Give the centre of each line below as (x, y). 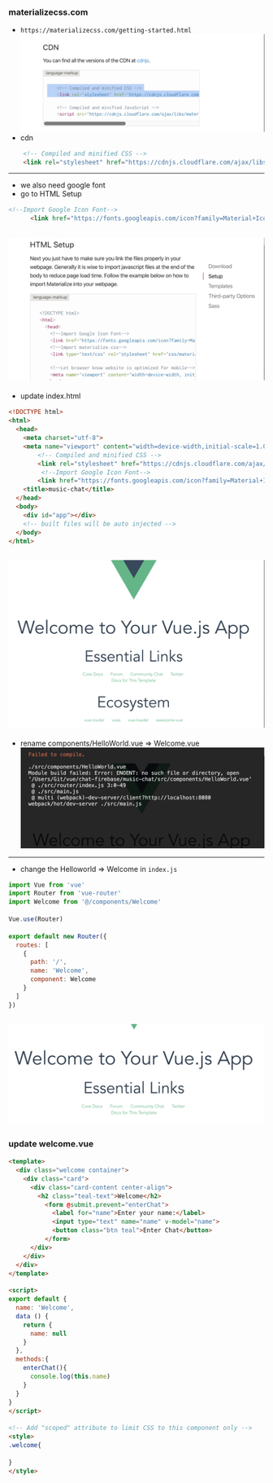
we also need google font (63, 185)
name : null (48, 1333)
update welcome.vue (51, 1143)
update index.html (50, 396)
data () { (32, 1316)
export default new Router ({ (58, 936)
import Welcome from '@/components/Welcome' (85, 902)
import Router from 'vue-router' (65, 893)
